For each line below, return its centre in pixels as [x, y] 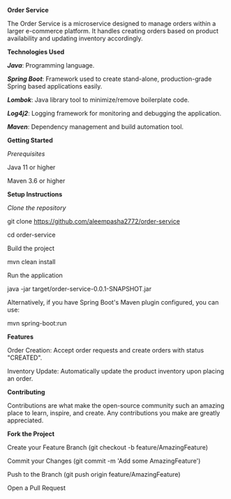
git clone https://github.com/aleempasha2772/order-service [94, 221]
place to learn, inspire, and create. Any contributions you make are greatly [114, 413]
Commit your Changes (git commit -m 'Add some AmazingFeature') [104, 461]
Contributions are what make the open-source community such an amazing [116, 406]
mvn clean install [31, 262]
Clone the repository [37, 208]
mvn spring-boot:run [37, 323]
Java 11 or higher [31, 167]
